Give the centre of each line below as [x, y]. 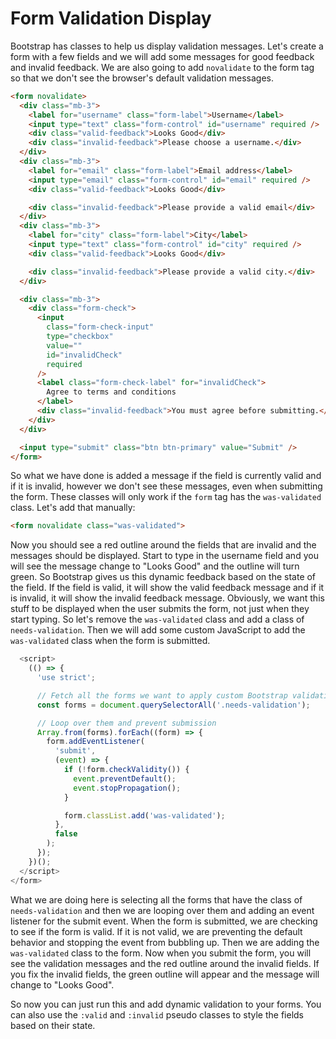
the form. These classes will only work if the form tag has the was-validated [166, 497]
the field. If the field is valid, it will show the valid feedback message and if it [167, 588]
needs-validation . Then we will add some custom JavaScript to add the [158, 630]
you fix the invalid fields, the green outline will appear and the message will [165, 974]
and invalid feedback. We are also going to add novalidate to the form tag [162, 67]
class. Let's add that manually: [73, 508]
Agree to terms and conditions [111, 392]
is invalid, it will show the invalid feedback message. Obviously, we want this [167, 598]
